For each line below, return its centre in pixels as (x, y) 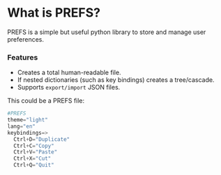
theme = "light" (28, 120)
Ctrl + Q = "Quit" (34, 165)
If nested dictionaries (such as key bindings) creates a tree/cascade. (116, 80)
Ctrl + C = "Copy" (34, 146)
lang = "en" (22, 126)
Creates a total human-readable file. (69, 73)
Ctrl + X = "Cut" (32, 159)
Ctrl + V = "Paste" (36, 152)
